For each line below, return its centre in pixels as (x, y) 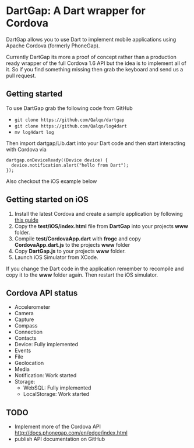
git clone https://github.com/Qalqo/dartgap (69, 120)
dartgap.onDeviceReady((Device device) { (57, 160)
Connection (28, 332)
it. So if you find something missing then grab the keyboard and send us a (95, 69)
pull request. (21, 75)
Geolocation (29, 363)
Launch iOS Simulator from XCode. (56, 257)
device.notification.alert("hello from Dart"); (70, 165)
